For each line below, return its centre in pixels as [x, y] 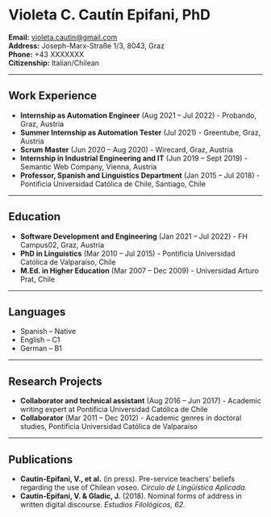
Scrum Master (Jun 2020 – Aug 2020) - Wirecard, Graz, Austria [127, 149]
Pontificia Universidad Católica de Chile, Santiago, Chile [113, 184]
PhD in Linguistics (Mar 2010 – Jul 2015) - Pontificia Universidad [127, 253]
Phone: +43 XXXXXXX [46, 54]
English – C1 [40, 340]
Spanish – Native [48, 331]
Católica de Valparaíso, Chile [68, 262]
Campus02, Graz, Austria [62, 244]
